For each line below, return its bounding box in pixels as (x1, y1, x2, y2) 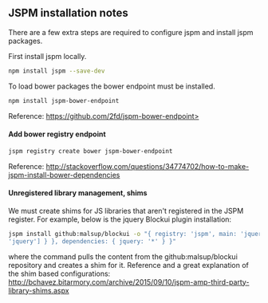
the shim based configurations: (8, 269, 111, 278)
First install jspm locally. (8, 51, 87, 61)
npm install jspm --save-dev (8, 67, 105, 75)
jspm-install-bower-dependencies (8, 170, 120, 179)
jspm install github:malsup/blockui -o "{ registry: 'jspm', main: (8, 230, 238, 238)
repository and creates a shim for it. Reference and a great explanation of (8, 260, 250, 270)
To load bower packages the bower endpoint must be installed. (8, 81, 215, 91)
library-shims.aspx (8, 285, 69, 295)
